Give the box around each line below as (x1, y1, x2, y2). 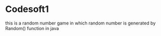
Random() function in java (5, 25, 59, 31)
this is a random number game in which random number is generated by (5, 20, 156, 26)
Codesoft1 (5, 3, 49, 15)
